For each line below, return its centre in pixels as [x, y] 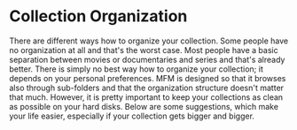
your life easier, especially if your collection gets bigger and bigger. [132, 116]
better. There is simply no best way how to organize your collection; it [137, 69]
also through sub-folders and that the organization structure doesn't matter [147, 88]
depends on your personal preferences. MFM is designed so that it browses [148, 78]
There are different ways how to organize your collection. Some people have [149, 41]
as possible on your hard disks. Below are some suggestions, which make [144, 106]
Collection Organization [98, 16]
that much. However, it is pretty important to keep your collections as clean [146, 97]
